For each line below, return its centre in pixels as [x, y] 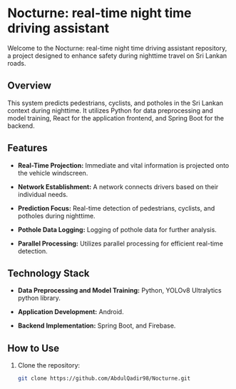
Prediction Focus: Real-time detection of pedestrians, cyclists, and [116, 208]
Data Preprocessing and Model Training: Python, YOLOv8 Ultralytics [120, 291]
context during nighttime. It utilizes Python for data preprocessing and [111, 110]
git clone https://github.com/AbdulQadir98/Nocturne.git [104, 379]
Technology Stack [48, 273]
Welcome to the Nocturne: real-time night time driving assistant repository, [117, 48]
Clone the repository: [49, 365]
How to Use [34, 348]
